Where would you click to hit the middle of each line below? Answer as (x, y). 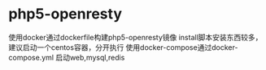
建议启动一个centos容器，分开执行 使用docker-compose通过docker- (123, 47)
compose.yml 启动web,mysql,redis (67, 57)
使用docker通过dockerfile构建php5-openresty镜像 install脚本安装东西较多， (135, 37)
